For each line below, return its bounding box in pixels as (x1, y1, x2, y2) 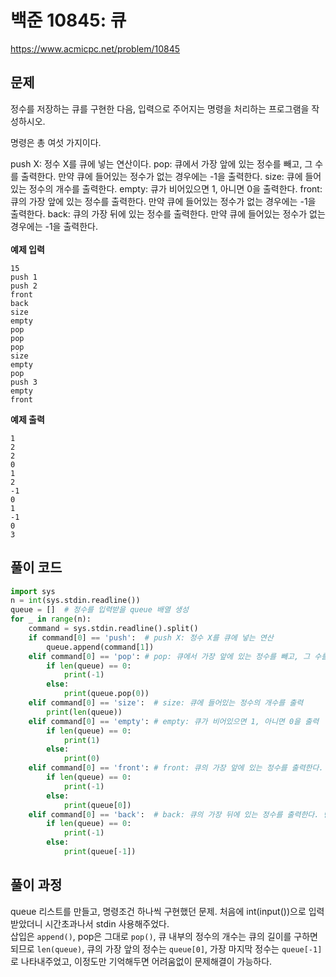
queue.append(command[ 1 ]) (46, 642, 155, 652)
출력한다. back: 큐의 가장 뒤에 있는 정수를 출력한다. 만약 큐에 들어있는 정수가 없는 (10, 207, 326, 220)
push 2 (10, 281, 38, 291)
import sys (10, 586, 56, 596)
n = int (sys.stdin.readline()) (10, 596, 141, 606)
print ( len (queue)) (46, 707, 123, 717)
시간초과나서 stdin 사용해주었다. (44, 917, 170, 930)
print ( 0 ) (63, 754, 101, 764)
